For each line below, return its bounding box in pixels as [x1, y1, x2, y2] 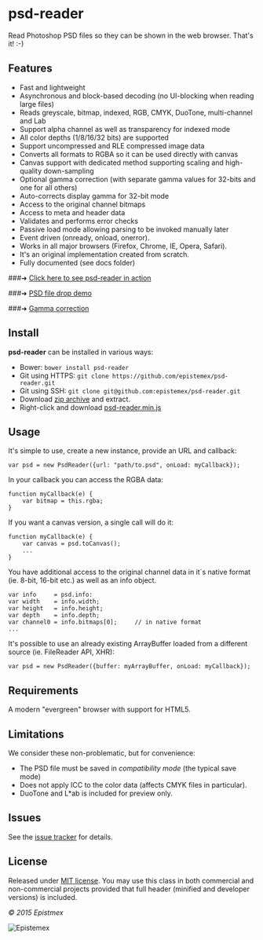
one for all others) [19, 182, 78, 192]
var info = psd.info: [8, 591, 93, 599]
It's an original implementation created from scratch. [19, 249, 190, 259]
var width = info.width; [8, 598, 100, 605]
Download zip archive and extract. [19, 394, 131, 404]
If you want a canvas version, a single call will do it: [8, 518, 174, 527]
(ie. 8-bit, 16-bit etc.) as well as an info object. [8, 576, 157, 585]
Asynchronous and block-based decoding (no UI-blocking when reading [19, 91, 254, 101]
